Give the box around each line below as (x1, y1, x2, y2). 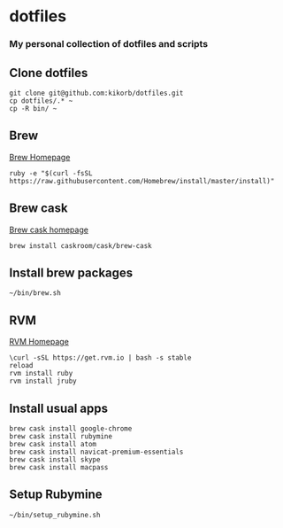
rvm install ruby (9, 369, 73, 378)
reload (9, 361, 34, 370)
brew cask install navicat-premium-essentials (9, 447, 184, 456)
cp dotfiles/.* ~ (9, 96, 73, 105)
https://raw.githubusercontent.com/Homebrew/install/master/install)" (9, 176, 275, 185)
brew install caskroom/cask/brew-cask (9, 241, 152, 250)
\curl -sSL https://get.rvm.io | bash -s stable (9, 353, 192, 362)
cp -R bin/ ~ (9, 104, 57, 113)
